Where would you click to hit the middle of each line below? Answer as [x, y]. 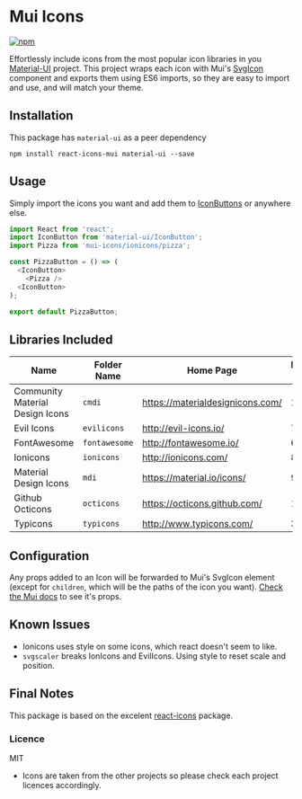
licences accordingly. [62, 785]
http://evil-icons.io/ [183, 429]
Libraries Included [61, 339]
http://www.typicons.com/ [198, 524]
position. [39, 665]
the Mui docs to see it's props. [66, 597]
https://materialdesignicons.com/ [212, 403]
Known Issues [50, 625]
